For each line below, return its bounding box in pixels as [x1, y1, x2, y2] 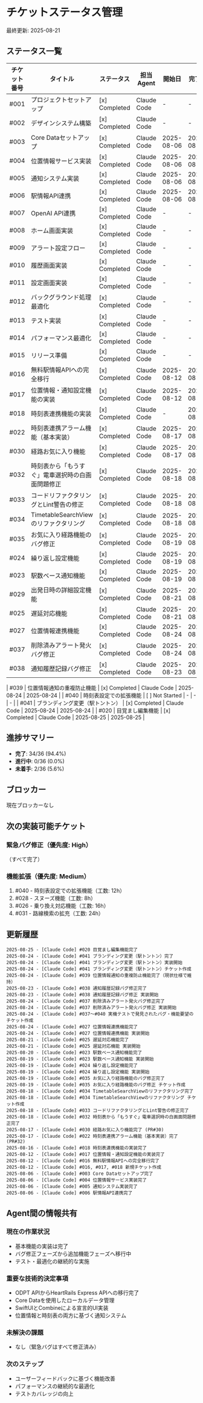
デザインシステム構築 [31, 119, 92, 127]
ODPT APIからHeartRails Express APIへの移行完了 [14, 1289, 140, 1296]
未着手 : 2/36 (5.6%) [14, 765, 65, 772]
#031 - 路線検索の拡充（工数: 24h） [14, 910, 104, 917]
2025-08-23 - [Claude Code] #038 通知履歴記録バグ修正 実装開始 [6, 992, 159, 998]
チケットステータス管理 [6, 5, 123, 19]
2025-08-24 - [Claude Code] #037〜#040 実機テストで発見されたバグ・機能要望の [6, 1011, 194, 1017]
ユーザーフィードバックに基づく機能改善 [14, 1375, 116, 1382]
